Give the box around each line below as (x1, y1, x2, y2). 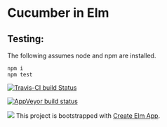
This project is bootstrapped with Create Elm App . (15, 112, 160, 120)
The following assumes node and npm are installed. (7, 51, 156, 60)
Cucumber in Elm (7, 5, 109, 21)
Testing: (7, 33, 44, 45)
